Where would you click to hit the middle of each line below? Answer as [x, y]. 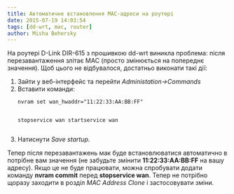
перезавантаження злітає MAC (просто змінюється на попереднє [106, 61]
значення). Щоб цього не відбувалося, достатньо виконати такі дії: [108, 68]
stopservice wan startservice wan [68, 120]
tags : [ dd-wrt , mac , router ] [50, 27]
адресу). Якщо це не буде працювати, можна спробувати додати [105, 168]
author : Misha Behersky [42, 33]
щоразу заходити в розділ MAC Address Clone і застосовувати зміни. [111, 183]
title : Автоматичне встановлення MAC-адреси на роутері [90, 14]
